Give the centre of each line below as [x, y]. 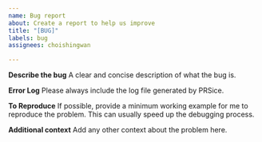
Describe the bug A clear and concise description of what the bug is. [122, 75]
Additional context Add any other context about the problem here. [118, 130]
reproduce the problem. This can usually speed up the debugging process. [131, 114]
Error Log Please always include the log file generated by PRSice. [116, 91]
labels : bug [28, 38]
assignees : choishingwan [50, 45]
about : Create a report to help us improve [82, 23]
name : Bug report [37, 16]
